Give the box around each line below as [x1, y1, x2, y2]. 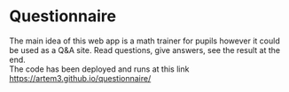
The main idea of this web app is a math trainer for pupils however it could [9, 35, 281, 46]
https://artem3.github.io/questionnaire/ [9, 73, 152, 83]
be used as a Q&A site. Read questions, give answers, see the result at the [9, 44, 281, 55]
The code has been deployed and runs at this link [9, 64, 190, 74]
